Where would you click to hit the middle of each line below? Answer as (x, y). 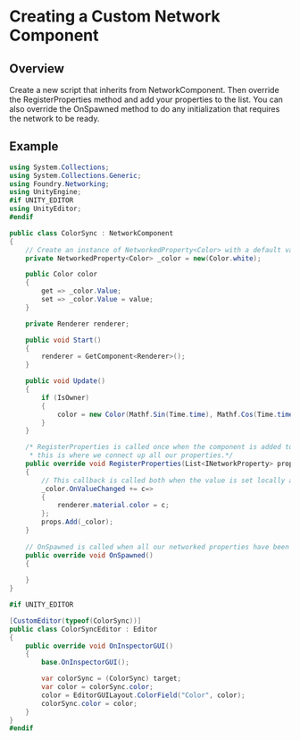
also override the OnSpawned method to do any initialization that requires (145, 109)
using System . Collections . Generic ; (75, 175)
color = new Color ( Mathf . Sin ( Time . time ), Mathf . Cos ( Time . (167, 414)
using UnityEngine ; (46, 192)
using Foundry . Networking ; (59, 184)
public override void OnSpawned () (89, 555)
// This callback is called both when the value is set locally (163, 481)
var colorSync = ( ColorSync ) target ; (111, 679)
